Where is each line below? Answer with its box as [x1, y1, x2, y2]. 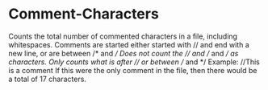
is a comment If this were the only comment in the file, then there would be [8, 65, 258, 75]
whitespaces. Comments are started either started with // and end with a [8, 39, 250, 49]
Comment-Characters [8, 5, 159, 23]
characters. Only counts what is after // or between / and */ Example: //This [8, 57, 261, 67]
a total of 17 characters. [8, 74, 87, 84]
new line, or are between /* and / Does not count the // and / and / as [8, 48, 239, 58]
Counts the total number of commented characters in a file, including [8, 31, 238, 41]
